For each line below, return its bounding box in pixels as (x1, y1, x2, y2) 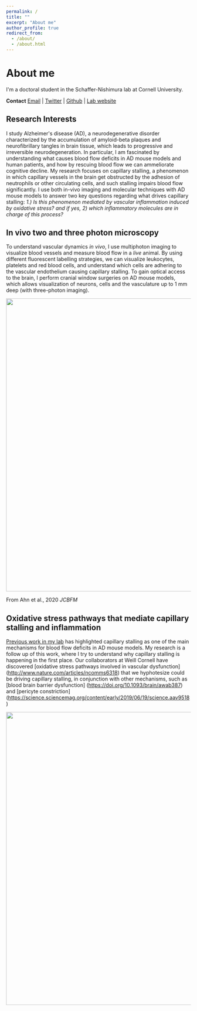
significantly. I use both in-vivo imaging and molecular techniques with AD (6, 186, 185, 193)
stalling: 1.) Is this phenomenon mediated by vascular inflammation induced (6, 198, 189, 205)
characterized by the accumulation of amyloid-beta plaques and (6, 136, 161, 143)
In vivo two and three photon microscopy (6, 228, 159, 238)
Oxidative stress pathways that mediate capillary (6, 613, 189, 623)
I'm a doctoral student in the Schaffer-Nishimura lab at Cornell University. (6, 86, 184, 93)
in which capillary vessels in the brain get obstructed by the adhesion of (6, 173, 180, 181)
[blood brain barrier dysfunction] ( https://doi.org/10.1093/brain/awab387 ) (6, 682, 183, 689)
